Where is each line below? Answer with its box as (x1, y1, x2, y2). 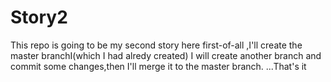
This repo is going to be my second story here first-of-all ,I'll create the (10, 39, 303, 51)
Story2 (10, 6, 68, 29)
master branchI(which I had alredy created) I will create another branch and (10, 49, 322, 61)
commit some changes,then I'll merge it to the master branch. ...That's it (10, 60, 307, 72)
